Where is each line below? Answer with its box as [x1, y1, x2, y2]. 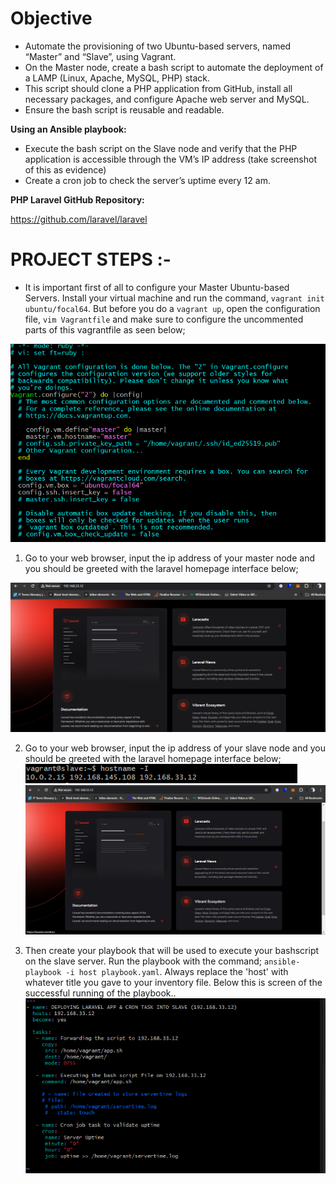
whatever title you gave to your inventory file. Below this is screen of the [24, 976, 323, 988]
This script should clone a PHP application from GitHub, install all [24, 82, 293, 94]
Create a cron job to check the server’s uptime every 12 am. [24, 174, 271, 186]
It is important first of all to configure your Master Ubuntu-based [24, 281, 290, 293]
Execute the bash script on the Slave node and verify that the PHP [24, 142, 298, 154]
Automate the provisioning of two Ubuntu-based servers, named [24, 40, 292, 52]
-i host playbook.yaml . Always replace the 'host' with [65, 965, 289, 977]
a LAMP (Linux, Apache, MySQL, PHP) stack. [24, 72, 211, 84]
